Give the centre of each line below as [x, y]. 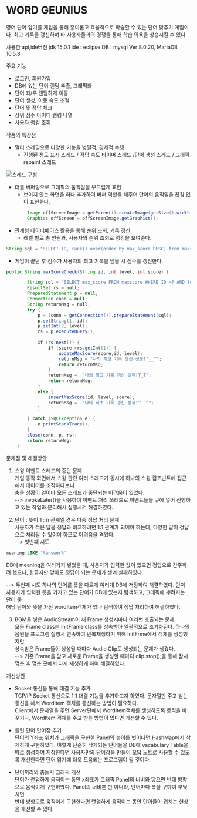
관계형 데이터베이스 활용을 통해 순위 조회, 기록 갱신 [72, 230]
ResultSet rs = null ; [54, 288]
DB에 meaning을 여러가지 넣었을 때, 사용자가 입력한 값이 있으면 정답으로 [89, 565]
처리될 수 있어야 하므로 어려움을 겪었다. [70, 534]
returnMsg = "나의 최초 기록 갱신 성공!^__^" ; [101, 403]
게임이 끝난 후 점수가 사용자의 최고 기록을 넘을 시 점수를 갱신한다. [89, 261]
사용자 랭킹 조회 [33, 122]
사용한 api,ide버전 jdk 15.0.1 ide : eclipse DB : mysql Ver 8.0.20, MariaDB [92, 47]
